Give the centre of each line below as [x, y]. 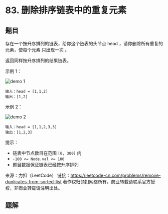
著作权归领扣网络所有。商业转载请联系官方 [107, 182]
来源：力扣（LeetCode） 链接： [38, 175]
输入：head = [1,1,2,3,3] [31, 127]
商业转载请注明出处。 [40, 188]
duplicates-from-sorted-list [33, 182]
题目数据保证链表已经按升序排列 [45, 165]
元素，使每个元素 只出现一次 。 [37, 50]
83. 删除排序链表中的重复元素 [66, 10]
